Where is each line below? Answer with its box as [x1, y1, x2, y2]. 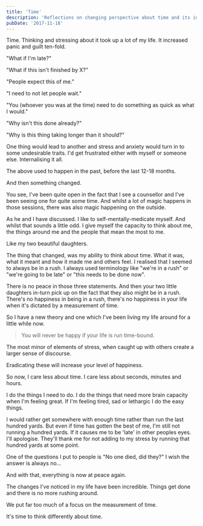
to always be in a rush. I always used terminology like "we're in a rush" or [6, 265, 188, 272]
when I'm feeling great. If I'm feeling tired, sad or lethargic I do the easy [6, 398, 184, 405]
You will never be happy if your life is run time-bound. [21, 332, 155, 339]
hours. [6, 380, 22, 387]
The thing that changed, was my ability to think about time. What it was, [6, 252, 185, 259]
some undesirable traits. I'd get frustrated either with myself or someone [6, 149, 187, 157]
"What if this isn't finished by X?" [6, 66, 89, 74]
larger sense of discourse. [6, 350, 71, 357]
